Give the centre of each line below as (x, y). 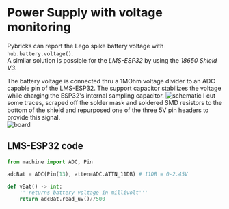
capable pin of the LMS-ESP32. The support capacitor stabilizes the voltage (114, 88)
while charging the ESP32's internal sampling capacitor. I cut (111, 95)
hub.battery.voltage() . (40, 53)
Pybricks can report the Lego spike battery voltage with (85, 46)
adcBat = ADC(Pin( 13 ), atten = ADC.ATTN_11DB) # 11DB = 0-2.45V (97, 174)
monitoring (39, 27)
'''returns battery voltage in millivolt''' (84, 193)
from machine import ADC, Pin (50, 162)
